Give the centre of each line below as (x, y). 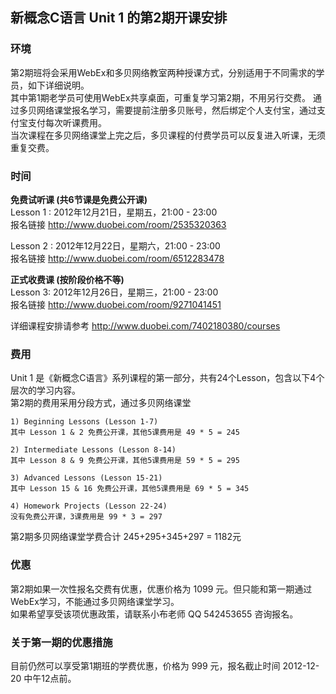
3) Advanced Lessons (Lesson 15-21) (86, 478)
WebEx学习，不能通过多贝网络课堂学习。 (95, 601)
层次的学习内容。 (45, 390)
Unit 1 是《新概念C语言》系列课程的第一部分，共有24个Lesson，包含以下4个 (167, 378)
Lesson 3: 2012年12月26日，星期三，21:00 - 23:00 (114, 292)
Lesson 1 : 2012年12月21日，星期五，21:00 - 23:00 (114, 212)
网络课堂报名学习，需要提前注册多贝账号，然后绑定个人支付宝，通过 (176, 110)
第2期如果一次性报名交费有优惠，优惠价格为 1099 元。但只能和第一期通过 (161, 589)
